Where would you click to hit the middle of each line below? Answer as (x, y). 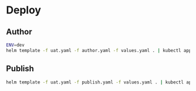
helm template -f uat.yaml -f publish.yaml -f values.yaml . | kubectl (95, 82)
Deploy (24, 10)
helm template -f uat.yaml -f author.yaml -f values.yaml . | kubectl (94, 50)
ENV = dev (15, 45)
